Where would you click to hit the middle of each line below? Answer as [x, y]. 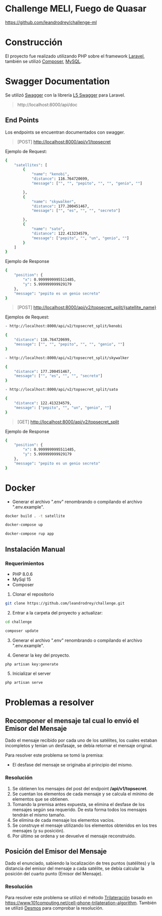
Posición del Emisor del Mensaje [56, 851]
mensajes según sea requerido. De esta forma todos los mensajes [80, 810]
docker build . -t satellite [35, 516]
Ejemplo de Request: [26, 151]
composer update [22, 631]
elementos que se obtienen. [40, 799]
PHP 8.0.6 [22, 574]
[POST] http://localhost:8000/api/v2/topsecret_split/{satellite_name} [87, 307]
